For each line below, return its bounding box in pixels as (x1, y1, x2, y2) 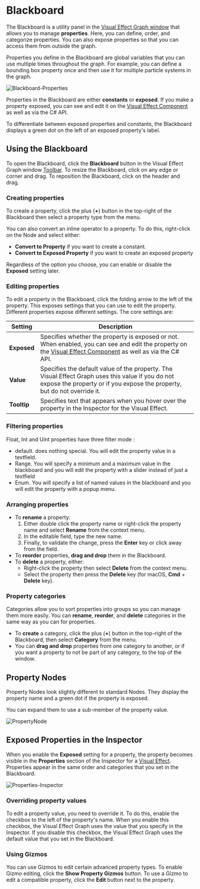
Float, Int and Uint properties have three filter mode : (6, 436, 135, 443)
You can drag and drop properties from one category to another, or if (14, 643, 185, 650)
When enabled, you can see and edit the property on (40, 340, 187, 348)
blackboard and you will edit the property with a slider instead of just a (14, 466, 188, 473)
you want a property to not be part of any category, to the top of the (14, 649, 182, 656)
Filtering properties (6, 422, 64, 430)
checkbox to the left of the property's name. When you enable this (6, 816, 169, 823)
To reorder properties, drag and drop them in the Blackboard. (14, 551, 167, 558)
